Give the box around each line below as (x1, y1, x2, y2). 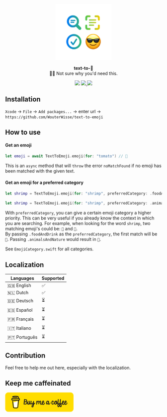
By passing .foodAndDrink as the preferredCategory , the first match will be (5, 231, 158, 237)
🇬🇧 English (7, 282, 31, 288)
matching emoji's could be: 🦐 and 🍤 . (5, 226, 78, 232)
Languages (10, 275, 35, 281)
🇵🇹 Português (7, 334, 38, 340)
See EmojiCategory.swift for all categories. (5, 246, 94, 252)
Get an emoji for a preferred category (5, 179, 83, 186)
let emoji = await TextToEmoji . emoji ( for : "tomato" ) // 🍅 (5, 154, 128, 159)
